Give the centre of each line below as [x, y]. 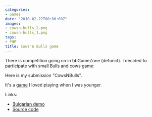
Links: [11, 94]
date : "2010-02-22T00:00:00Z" [36, 19]
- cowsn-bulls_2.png [26, 28]
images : [13, 23]
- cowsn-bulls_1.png [26, 33]
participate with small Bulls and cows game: [50, 66]
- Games [13, 14]
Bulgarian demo [28, 104]
